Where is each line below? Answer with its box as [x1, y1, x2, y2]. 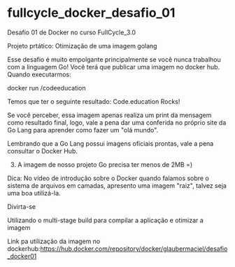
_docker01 [7, 252, 37, 260]
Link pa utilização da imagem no [7, 237, 101, 245]
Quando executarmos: [7, 70, 71, 78]
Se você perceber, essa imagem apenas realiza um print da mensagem [7, 111, 212, 119]
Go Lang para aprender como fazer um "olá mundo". [7, 125, 159, 134]
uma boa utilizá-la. [7, 189, 61, 197]
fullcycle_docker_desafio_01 [7, 5, 176, 21]
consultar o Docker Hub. [7, 146, 78, 155]
